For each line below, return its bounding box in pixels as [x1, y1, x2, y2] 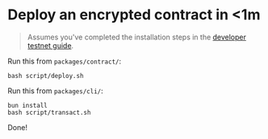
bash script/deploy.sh [7, 72, 84, 80]
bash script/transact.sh [7, 108, 91, 117]
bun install [7, 101, 48, 109]
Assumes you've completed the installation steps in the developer [27, 32, 247, 42]
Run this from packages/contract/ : [7, 56, 122, 66]
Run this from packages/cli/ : [7, 86, 104, 96]
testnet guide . [27, 40, 74, 50]
